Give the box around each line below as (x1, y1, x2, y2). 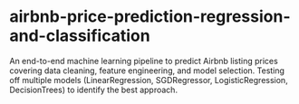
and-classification (9, 25, 151, 46)
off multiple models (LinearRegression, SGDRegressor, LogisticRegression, (9, 74, 288, 85)
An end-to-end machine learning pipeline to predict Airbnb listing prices (9, 55, 278, 66)
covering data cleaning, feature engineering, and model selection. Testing (9, 65, 285, 76)
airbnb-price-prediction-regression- (9, 6, 291, 27)
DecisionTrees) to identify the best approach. (9, 84, 178, 95)
